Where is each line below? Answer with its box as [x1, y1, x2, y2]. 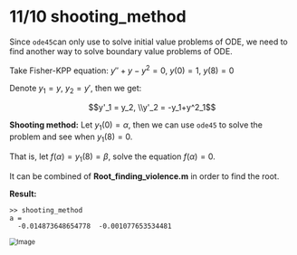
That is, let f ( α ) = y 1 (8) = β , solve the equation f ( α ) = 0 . [9, 151, 216, 164]
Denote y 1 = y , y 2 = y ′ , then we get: [9, 82, 142, 96]
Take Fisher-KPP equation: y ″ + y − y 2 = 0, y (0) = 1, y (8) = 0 [9, 63, 235, 76]
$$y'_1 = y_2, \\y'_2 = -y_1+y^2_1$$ [88, 102, 216, 113]
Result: [9, 188, 37, 199]
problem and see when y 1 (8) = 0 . [9, 131, 133, 144]
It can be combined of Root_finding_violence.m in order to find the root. [9, 170, 280, 182]
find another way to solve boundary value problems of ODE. [9, 45, 233, 56]
